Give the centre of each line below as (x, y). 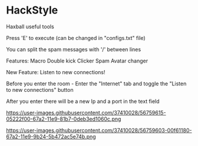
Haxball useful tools (30, 26)
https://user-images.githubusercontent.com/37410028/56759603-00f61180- (99, 130)
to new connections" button (40, 89)
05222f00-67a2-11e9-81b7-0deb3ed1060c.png (64, 119)
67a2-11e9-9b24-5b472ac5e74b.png (51, 137)
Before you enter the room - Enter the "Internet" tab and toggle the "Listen (96, 84)
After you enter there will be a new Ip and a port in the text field (83, 101)
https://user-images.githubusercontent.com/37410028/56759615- (86, 112)
